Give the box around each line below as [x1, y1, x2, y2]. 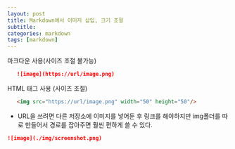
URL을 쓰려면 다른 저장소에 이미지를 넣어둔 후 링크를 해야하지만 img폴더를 [17, 112, 221, 120]
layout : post [7, 10, 46, 18]
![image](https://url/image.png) [16, 71, 115, 78]
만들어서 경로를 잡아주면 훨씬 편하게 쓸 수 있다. [25, 120, 153, 129]
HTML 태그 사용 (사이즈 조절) [7, 84, 88, 92]
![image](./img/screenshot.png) [7, 134, 102, 141]
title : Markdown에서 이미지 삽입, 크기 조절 [7, 17, 124, 24]
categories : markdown [7, 30, 71, 37]
